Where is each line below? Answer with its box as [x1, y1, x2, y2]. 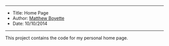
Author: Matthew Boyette [12, 15, 64, 21]
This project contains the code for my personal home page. [5, 35, 128, 40]
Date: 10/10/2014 [12, 20, 48, 26]
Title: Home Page [12, 10, 49, 15]
